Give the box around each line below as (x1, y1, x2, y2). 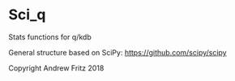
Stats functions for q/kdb (8, 32, 92, 42)
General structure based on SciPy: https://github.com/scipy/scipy (8, 47, 227, 57)
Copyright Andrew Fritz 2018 (8, 63, 105, 73)
